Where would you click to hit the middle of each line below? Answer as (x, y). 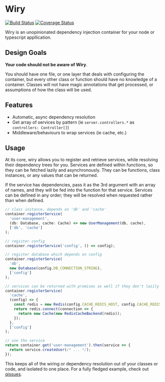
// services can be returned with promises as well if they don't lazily (82, 286)
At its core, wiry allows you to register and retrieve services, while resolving (82, 160)
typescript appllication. (28, 37)
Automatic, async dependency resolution (54, 117)
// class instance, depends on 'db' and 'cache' (56, 209)
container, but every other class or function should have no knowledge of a (81, 79)
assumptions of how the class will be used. (49, 90)
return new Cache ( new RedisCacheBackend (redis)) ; (70, 313)
